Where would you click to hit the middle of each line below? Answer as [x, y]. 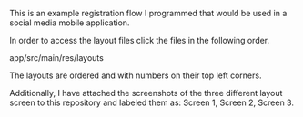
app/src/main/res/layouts [57, 58]
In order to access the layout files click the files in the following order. [140, 40]
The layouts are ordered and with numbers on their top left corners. [136, 75]
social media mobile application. [70, 23]
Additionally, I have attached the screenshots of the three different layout [146, 93]
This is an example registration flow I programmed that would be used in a [148, 13]
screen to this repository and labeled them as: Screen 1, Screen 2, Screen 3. [151, 102]
